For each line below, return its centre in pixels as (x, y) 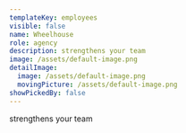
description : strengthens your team (77, 51)
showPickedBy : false (48, 93)
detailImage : (34, 68)
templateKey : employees (54, 18)
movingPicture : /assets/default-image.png (97, 84)
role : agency (34, 43)
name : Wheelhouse (42, 34)
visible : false (38, 26)
